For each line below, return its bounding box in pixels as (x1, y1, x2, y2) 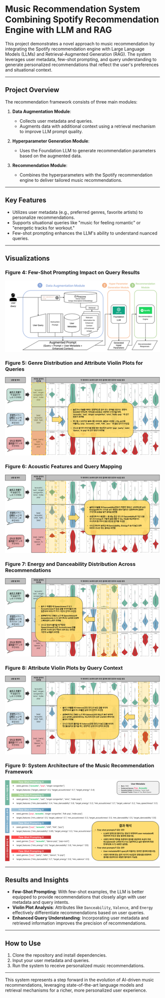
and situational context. (5, 67, 53, 72)
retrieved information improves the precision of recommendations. (12, 920, 147, 926)
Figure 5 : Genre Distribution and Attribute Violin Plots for (5, 359, 143, 366)
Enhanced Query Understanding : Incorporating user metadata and (12, 915, 149, 921)
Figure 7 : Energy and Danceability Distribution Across (5, 561, 136, 567)
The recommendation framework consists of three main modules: (5, 99, 137, 104)
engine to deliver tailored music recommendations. (19, 177, 123, 183)
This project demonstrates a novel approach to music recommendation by (5, 40, 155, 46)
